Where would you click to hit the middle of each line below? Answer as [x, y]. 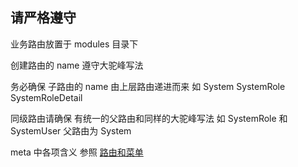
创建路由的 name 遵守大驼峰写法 [77, 65]
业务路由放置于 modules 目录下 [74, 44]
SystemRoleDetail [46, 97]
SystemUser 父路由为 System [71, 130]
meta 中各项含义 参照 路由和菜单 [77, 152]
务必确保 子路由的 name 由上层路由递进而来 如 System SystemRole [148, 86]
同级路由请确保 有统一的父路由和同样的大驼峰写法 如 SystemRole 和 [149, 118]
